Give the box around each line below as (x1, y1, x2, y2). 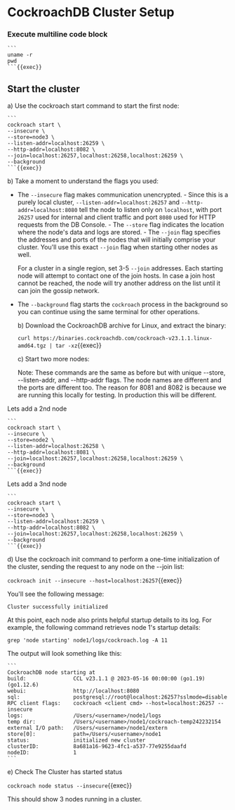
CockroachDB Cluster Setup (7, 4, 175, 20)
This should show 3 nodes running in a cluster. (7, 795, 142, 804)
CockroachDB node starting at (7, 669, 96, 676)
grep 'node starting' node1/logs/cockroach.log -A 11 (7, 637, 168, 644)
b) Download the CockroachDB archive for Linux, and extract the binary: (17, 321, 227, 330)
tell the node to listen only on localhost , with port (79, 206, 222, 214)
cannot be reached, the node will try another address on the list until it (17, 279, 221, 287)
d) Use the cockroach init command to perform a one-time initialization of (7, 555, 220, 563)
